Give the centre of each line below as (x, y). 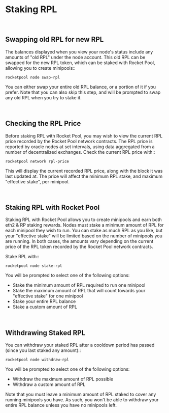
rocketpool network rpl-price (37, 161)
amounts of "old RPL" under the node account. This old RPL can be (75, 57)
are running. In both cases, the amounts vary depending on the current (79, 241)
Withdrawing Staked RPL (45, 333)
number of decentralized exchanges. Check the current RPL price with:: (80, 152)
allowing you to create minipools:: (40, 68)
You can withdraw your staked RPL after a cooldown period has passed (80, 345)
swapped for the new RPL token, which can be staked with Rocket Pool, (80, 63)
